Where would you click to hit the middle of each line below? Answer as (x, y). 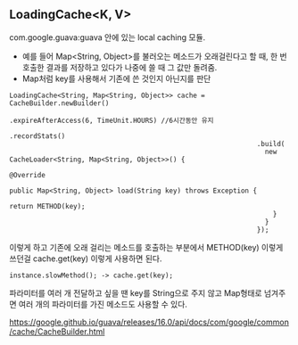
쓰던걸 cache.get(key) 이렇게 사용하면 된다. (86, 259)
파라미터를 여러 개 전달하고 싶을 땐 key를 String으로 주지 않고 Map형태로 (136, 292)
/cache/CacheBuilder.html (57, 331)
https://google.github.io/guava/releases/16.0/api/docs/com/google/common (149, 322)
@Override (28, 175)
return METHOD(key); (48, 206)
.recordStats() (37, 136)
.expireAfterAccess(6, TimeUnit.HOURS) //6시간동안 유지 (112, 120)
